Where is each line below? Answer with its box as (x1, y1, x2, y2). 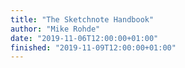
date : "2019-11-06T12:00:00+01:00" (10, 33, 159, 43)
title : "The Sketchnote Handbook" (10, 14, 155, 25)
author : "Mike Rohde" (10, 24, 101, 34)
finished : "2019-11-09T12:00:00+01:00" (10, 42, 177, 53)
